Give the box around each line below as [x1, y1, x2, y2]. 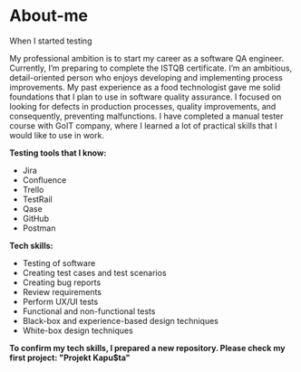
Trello [22, 184, 44, 195]
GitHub [22, 213, 50, 224]
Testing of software [22, 257, 96, 268]
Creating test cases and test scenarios [22, 267, 167, 278]
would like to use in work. [9, 129, 104, 140]
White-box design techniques [22, 325, 133, 336]
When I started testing [9, 35, 92, 46]
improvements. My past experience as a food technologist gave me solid [9, 81, 281, 92]
